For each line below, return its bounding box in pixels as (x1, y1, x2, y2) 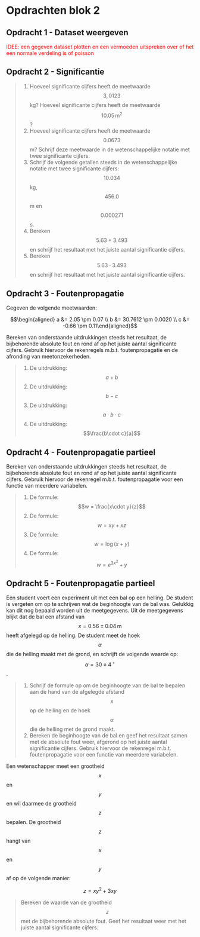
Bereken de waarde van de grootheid (20, 899, 112, 906)
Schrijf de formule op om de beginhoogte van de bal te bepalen (29, 682, 186, 689)
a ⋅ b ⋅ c (102, 411, 121, 418)
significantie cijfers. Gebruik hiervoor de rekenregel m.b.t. (29, 745, 171, 752)
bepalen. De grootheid (6, 819, 61, 826)
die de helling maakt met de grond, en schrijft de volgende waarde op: (6, 651, 179, 658)
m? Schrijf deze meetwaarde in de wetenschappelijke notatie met (29, 146, 190, 153)
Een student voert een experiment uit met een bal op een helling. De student (6, 594, 193, 601)
